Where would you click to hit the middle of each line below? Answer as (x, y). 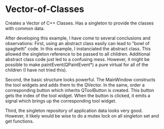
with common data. (25, 28)
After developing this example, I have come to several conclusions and (78, 38)
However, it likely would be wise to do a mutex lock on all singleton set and (82, 115)
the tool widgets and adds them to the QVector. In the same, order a (75, 85)
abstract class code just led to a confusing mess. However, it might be (77, 59)
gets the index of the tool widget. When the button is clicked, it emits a (78, 95)
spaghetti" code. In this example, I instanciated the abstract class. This (78, 48)
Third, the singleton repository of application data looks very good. (74, 110)
